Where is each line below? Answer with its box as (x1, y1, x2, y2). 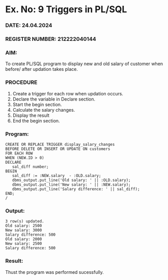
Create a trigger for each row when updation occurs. (12, 90, 124, 96)
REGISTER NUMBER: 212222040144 (5, 36, 97, 43)
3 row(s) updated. (5, 219, 44, 224)
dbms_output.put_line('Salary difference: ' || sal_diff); (12, 186, 140, 192)
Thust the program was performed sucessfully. (5, 269, 104, 275)
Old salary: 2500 (5, 223, 42, 228)
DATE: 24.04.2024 (5, 22, 52, 29)
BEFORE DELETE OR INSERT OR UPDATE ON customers (5, 146, 110, 151)
